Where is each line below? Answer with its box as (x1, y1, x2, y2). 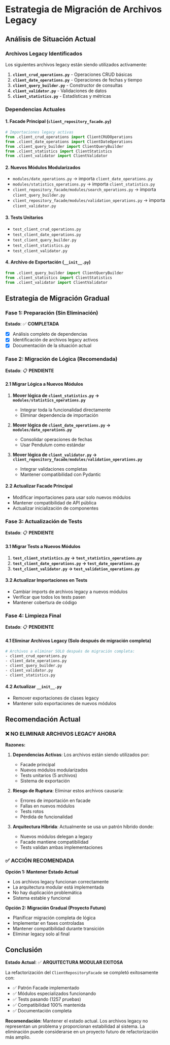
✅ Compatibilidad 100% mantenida (12, 1002, 86, 1008)
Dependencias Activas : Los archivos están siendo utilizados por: (12, 752, 150, 758)
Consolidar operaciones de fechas (20, 436, 92, 442)
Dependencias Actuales (5, 105, 66, 113)
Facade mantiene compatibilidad (20, 839, 89, 845)
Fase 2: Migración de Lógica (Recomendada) (5, 356, 118, 363)
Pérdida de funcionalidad (20, 814, 73, 820)
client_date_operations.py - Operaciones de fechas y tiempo (12, 76, 143, 83)
